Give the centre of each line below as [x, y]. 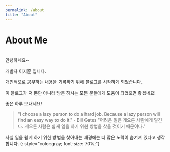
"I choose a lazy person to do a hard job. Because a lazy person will [89, 114]
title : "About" [21, 15]
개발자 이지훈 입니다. [26, 71]
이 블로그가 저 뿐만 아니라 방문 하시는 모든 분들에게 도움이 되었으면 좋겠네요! [81, 93]
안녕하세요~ [17, 60]
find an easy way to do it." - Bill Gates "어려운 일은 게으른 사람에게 [85, 120]
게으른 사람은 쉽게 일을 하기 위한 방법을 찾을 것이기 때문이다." [85, 126]
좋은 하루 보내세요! [24, 104]
